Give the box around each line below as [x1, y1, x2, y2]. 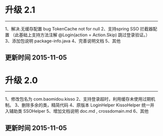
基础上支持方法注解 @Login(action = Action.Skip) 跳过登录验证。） [18, 32, 150, 38]
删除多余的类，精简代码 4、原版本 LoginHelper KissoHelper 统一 [21, 102, 150, 108]
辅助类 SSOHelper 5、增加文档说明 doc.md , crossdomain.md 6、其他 [9, 108, 149, 114]
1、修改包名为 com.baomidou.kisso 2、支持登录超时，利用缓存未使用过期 [5, 96, 151, 102]
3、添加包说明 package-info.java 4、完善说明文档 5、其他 [5, 38, 121, 44]
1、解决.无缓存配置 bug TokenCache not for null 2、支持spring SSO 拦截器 [5, 26, 153, 31]
